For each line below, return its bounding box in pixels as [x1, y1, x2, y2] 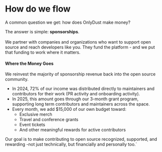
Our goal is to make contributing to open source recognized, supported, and [5, 137, 158, 142]
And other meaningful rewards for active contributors [19, 127, 126, 133]
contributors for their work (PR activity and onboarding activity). [12, 91, 140, 97]
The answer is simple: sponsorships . [5, 29, 80, 34]
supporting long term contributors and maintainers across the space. [12, 101, 150, 107]
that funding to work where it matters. [5, 49, 81, 55]
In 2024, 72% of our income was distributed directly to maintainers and [12, 86, 155, 91]
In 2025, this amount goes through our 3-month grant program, [12, 96, 139, 102]
